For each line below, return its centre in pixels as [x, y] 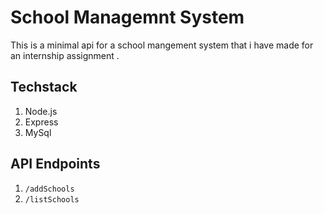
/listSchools [52, 199]
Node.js [41, 111]
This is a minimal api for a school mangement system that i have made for [162, 45]
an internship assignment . [65, 55]
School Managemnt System [127, 17]
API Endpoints [55, 164]
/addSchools [49, 189]
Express [41, 122]
